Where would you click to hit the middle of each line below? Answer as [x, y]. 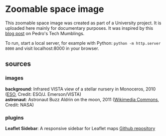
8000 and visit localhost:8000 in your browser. [52, 48]
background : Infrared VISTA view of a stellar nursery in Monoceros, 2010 [81, 89]
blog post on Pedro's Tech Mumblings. [45, 33]
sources [18, 64]
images [14, 78]
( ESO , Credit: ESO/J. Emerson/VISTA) [43, 94]
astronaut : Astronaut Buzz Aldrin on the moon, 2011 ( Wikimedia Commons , [82, 99]
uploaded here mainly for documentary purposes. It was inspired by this [79, 28]
